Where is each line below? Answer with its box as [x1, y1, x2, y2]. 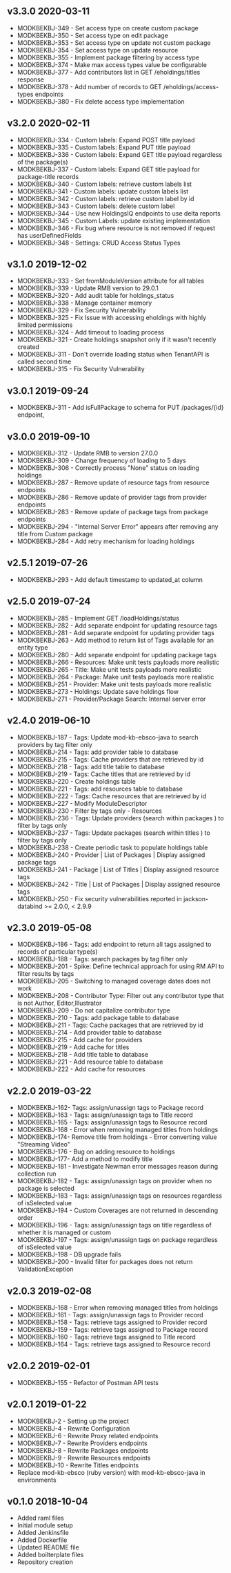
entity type [17, 643, 48, 652]
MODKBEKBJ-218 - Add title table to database [17, 1051, 149, 1059]
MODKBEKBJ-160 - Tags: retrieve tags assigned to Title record [17, 1332, 197, 1341]
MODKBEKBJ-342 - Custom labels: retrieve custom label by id [17, 194, 194, 202]
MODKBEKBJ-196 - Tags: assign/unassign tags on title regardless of [17, 1221, 212, 1230]
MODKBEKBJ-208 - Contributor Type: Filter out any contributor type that [17, 992, 224, 1000]
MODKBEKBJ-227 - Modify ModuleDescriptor [17, 799, 148, 807]
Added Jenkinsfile [17, 1529, 69, 1537]
